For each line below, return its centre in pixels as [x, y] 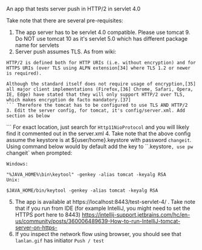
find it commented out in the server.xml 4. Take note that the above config [99, 133]
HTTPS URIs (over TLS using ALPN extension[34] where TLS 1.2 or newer [98, 68]
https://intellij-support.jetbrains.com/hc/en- [136, 215]
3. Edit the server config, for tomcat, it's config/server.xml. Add [96, 110]
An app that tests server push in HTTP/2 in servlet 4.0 [73, 9]
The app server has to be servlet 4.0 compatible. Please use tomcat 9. [103, 32]
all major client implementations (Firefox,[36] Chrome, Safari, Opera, [100, 89]
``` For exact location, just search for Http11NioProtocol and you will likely [98, 127]
